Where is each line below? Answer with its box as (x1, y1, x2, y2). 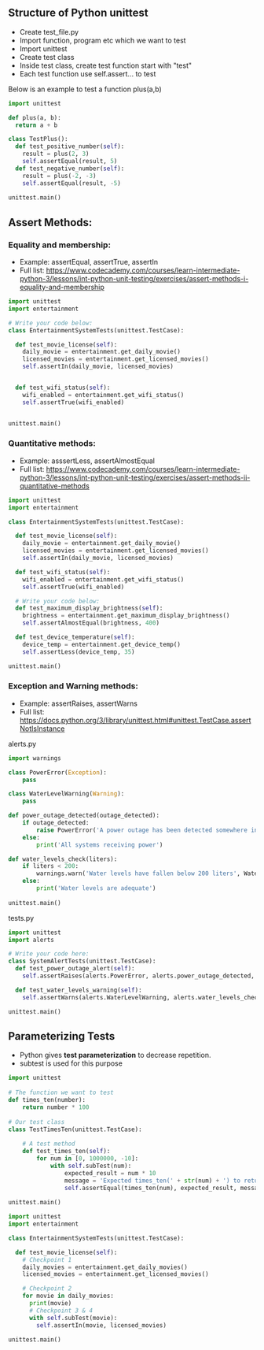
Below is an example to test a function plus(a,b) (8, 84, 163, 94)
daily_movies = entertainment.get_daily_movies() (22, 1263, 189, 1271)
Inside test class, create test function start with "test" (19, 61, 192, 70)
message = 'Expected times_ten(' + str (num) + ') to (64, 1177, 241, 1185)
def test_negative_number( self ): (15, 165, 125, 172)
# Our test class (8, 1118, 65, 1126)
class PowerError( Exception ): (8, 768, 108, 777)
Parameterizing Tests (8, 1029, 115, 1043)
